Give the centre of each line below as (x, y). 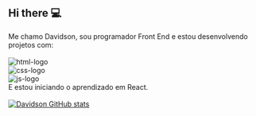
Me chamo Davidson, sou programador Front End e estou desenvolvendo (128, 36)
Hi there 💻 (35, 13)
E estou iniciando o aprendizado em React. (78, 87)
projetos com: (31, 44)
